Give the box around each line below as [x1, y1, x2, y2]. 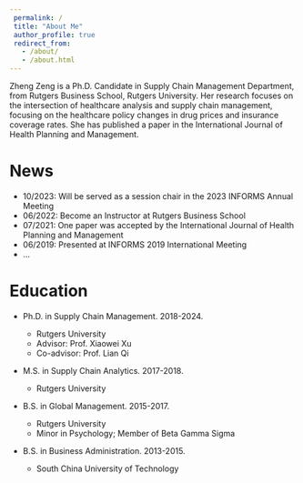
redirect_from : [13, 38, 71, 48]
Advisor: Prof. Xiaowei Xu [35, 337, 132, 348]
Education [9, 281, 88, 301]
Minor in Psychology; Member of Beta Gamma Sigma [35, 428, 236, 438]
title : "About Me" [13, 22, 84, 31]
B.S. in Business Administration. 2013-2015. [22, 445, 186, 456]
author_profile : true [13, 30, 96, 39]
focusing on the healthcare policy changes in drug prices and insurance [9, 110, 279, 120]
